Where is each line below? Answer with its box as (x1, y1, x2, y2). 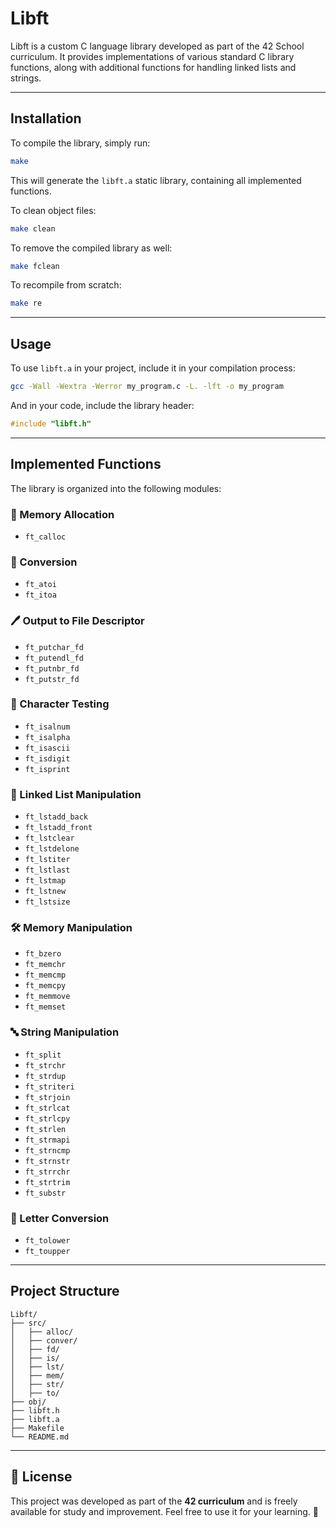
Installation (10, 110, 82, 127)
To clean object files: (10, 204, 97, 216)
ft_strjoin (24, 1092, 71, 1102)
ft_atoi (24, 580, 57, 590)
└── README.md (10, 1432, 70, 1442)
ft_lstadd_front (24, 823, 93, 833)
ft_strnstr (24, 1156, 71, 1166)
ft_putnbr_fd (24, 663, 80, 674)
